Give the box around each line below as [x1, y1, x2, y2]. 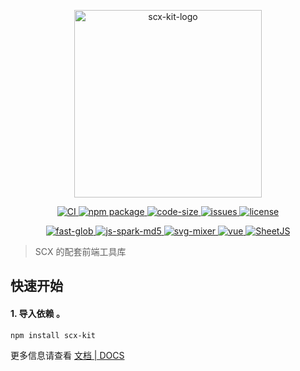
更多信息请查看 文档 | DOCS [10, 349, 125, 361]
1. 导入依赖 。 [10, 307, 65, 319]
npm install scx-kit [10, 330, 97, 340]
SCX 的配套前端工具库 [34, 246, 127, 257]
